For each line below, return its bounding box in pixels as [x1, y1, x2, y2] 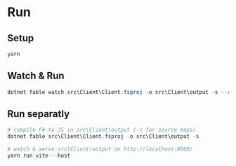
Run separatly [7, 108, 70, 120]
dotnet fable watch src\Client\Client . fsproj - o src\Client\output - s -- [7, 88, 228, 95]
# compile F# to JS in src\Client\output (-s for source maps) [7, 127, 197, 134]
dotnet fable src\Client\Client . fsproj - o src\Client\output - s [7, 133, 199, 140]
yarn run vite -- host [7, 152, 71, 159]
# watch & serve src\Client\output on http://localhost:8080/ [7, 146, 193, 153]
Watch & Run [7, 70, 65, 82]
